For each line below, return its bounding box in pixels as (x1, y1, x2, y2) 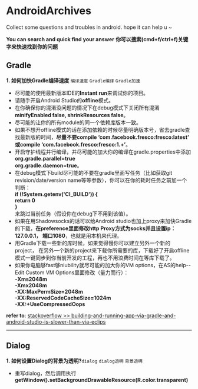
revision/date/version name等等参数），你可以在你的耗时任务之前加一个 (14, 177, 187, 184)
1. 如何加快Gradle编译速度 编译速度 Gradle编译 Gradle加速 (6, 77, 140, 84)
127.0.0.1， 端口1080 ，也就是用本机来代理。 (14, 232, 123, 239)
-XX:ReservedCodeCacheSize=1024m (14, 294, 111, 301)
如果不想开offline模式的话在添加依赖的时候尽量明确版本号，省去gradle (14, 126, 186, 133)
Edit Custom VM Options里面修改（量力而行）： (14, 269, 129, 276)
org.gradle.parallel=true (14, 155, 75, 162)
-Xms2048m (14, 275, 47, 282)
